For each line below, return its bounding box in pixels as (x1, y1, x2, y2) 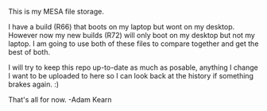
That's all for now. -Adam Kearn (8, 95, 113, 104)
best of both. (8, 48, 51, 56)
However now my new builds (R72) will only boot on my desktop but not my (8, 31, 256, 40)
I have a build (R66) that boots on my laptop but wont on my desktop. (8, 22, 235, 31)
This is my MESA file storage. (8, 7, 105, 16)
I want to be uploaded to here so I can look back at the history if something (8, 71, 254, 80)
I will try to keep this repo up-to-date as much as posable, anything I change (8, 63, 258, 72)
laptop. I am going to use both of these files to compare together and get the (8, 39, 259, 48)
